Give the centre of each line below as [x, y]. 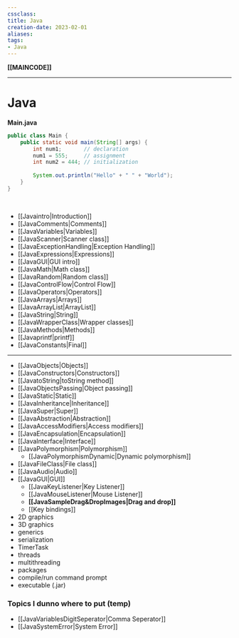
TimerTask [33, 547]
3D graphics [36, 524]
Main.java [22, 123]
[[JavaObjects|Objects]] [53, 365]
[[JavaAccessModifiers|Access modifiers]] [80, 426]
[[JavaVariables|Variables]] [57, 231]
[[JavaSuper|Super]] [48, 411]
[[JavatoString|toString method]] [65, 380]
